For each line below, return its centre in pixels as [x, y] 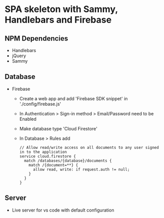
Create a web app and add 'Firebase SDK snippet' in [74, 98]
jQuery [19, 56]
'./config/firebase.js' [40, 104]
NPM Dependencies [36, 38]
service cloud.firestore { [48, 156]
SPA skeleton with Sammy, [61, 9]
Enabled [28, 119]
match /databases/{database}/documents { [68, 161]
